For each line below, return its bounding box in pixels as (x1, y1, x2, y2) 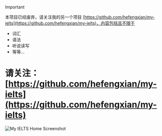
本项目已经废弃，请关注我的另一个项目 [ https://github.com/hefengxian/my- (5, 14, 155, 20)
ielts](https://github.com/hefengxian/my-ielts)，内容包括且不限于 (5, 20, 135, 26)
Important (5, 4, 25, 10)
